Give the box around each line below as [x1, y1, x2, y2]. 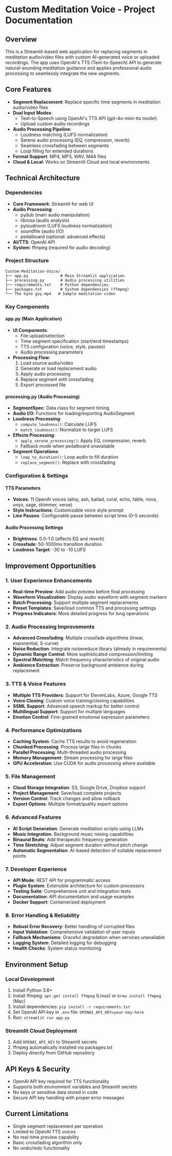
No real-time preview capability [12, 1134, 79, 1140]
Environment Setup [5, 960, 68, 969]
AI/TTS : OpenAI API [12, 239, 55, 245]
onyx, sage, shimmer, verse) [12, 502, 73, 508]
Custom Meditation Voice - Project [5, 4, 155, 15]
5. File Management [5, 773, 56, 780]
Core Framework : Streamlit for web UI [12, 201, 94, 207]
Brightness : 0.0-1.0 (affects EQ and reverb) [12, 536, 105, 542]
